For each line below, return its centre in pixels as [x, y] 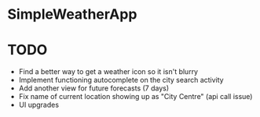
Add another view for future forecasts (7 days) [94, 88]
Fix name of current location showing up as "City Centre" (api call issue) [135, 97]
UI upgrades [39, 105]
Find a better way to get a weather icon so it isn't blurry [108, 72]
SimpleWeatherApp [72, 14]
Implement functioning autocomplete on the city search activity [121, 80]
